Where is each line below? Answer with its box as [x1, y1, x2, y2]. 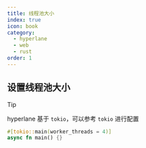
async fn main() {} [7, 134, 63, 141]
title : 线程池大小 [7, 10, 55, 17]
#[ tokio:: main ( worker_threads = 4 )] [7, 128, 112, 135]
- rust [13, 49, 32, 56]
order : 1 [7, 55, 32, 62]
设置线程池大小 [7, 82, 71, 93]
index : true [7, 16, 41, 23]
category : [7, 29, 36, 36]
